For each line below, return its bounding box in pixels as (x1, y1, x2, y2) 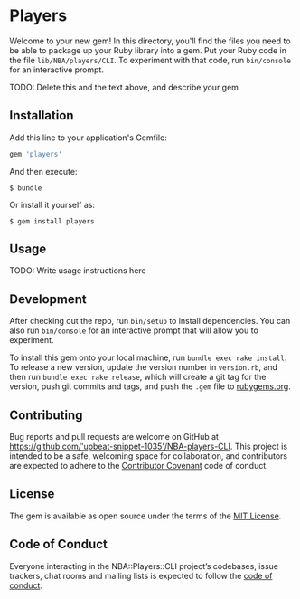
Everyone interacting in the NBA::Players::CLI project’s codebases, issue (9, 560, 278, 571)
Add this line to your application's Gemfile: (9, 132, 167, 143)
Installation (9, 108, 74, 123)
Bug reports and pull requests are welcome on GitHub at (9, 432, 220, 442)
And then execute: (9, 166, 78, 176)
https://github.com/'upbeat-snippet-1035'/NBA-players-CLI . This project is (9, 441, 287, 452)
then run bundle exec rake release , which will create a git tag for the (9, 372, 267, 383)
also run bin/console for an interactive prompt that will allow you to (9, 325, 259, 336)
